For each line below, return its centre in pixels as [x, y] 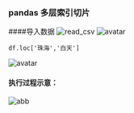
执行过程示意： [33, 83]
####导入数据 [31, 32]
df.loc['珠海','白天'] [44, 48]
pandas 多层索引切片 [49, 12]
